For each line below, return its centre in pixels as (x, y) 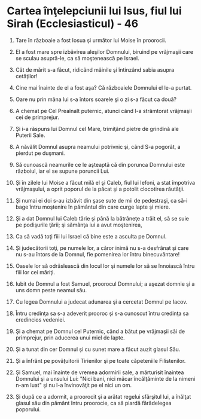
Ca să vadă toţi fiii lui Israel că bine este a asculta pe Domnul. (91, 236)
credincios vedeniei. (40, 319)
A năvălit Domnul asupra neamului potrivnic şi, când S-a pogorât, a (98, 146)
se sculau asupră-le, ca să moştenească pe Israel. (77, 58)
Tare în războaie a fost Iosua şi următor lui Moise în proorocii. (91, 40)
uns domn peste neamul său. (51, 290)
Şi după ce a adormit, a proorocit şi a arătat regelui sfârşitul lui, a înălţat (103, 396)
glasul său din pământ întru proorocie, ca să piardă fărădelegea (94, 403)
